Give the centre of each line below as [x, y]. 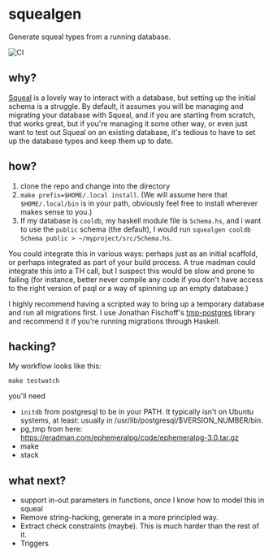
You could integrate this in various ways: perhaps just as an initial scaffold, [133, 254]
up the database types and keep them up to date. [91, 141]
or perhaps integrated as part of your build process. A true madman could [132, 262]
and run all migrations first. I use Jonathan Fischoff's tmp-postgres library [132, 312]
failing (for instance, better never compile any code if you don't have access [136, 279]
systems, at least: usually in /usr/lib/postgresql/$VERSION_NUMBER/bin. [141, 420]
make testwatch [34, 381]
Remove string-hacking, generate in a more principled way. [119, 518]
